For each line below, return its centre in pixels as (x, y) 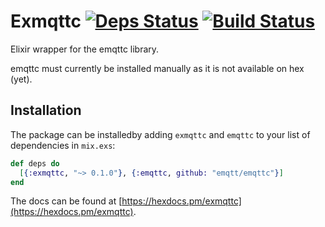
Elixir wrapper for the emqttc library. (85, 49)
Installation (46, 110)
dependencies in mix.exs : (63, 145)
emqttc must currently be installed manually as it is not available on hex (157, 68)
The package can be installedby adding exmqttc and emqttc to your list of (160, 134)
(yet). (21, 79)
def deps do (35, 163)
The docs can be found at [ (66, 201)
